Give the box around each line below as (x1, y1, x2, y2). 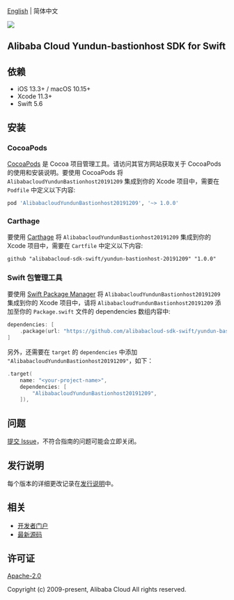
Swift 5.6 (17, 100, 43, 108)
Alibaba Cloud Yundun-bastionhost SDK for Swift (7, 40, 226, 52)
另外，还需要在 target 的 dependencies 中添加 (7, 348, 138, 356)
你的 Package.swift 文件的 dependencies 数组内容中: (19, 307, 171, 316)
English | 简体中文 (7, 7, 58, 15)
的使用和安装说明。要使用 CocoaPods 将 (7, 168, 124, 176)
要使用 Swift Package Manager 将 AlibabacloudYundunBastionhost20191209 (7, 290, 221, 298)
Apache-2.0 (7, 571, 42, 580)
